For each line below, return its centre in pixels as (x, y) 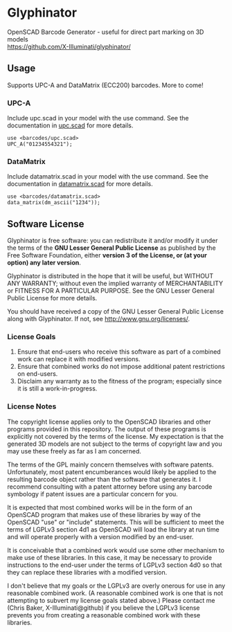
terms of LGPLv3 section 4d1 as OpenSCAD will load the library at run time (113, 529)
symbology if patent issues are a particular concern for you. (92, 494)
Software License (46, 224)
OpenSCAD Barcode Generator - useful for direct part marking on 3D (106, 32)
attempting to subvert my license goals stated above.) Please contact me (111, 600)
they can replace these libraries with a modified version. (87, 572)
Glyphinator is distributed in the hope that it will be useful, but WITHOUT (110, 276)
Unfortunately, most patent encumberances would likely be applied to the (112, 471)
